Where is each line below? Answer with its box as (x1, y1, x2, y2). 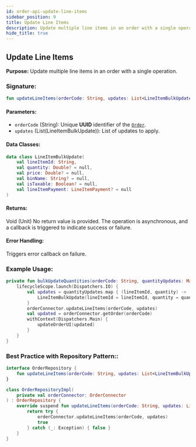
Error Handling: (6, 237, 44, 244)
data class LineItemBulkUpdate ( (6, 153, 85, 160)
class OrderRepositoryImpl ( (6, 387, 75, 393)
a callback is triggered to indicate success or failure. (6, 224, 132, 231)
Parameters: (6, 108, 37, 115)
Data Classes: (6, 141, 41, 148)
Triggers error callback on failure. (6, 250, 86, 257)
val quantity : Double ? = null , (16, 165, 93, 170)
